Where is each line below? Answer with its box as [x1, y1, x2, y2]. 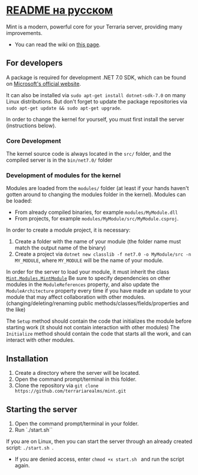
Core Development [6, 137, 61, 145]
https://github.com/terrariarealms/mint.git [14, 389, 126, 394]
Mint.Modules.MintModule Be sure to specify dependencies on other [6, 275, 171, 282]
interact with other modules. [6, 336, 75, 344]
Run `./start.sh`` [14, 426, 53, 433]
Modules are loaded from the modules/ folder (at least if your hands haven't [6, 185, 189, 192]
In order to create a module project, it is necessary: [6, 226, 131, 234]
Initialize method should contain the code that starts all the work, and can [6, 330, 191, 338]
